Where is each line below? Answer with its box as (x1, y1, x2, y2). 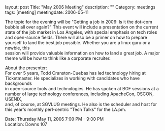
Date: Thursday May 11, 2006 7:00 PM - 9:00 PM (5, 116, 104, 122)
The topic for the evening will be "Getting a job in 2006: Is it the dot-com (5, 19, 153, 25)
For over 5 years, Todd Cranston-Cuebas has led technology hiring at (5, 70, 146, 76)
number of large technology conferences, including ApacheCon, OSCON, (5, 91, 154, 97)
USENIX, (5, 96, 23, 102)
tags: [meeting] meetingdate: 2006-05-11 (5, 9, 89, 15)
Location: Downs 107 (5, 121, 48, 127)
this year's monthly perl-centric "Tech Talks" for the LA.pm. (5, 106, 127, 112)
